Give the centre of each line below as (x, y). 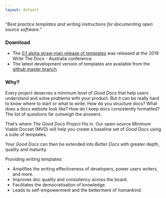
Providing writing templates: (34, 159)
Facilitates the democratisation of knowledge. (59, 185)
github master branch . (35, 69)
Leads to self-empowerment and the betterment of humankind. (77, 190)
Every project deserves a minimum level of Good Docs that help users (77, 93)
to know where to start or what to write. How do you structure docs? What (81, 103)
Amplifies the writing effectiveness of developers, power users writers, (85, 169)
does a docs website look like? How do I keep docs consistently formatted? (83, 109)
